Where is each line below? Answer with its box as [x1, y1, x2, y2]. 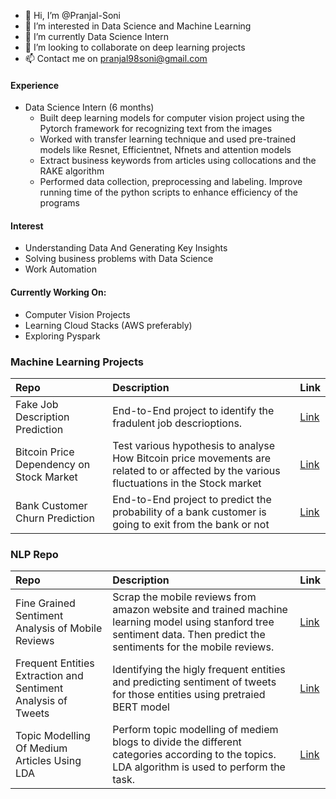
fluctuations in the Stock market [112, 476, 262, 490]
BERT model [112, 700, 170, 714]
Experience [10, 79, 59, 91]
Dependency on [15, 457, 91, 471]
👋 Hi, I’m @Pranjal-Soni [24, 10, 121, 21]
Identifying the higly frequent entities [112, 663, 286, 677]
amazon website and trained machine [112, 603, 288, 617]
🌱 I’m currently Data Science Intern [24, 31, 170, 42]
